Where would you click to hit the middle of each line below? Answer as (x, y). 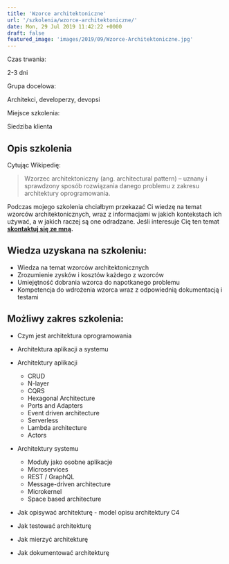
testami (28, 297)
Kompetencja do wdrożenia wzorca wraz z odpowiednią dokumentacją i (120, 290)
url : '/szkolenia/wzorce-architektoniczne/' (72, 20)
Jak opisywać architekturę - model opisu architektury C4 (98, 512)
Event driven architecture (64, 413)
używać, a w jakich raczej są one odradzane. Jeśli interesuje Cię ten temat (113, 221)
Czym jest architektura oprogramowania (74, 335)
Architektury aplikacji (47, 363)
